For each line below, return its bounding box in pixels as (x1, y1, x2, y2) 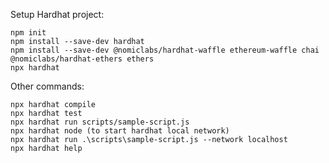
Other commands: (10, 80, 85, 92)
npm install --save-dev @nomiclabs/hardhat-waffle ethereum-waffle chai (10, 45, 320, 55)
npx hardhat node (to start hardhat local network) (10, 126, 230, 136)
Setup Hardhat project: (10, 9, 105, 20)
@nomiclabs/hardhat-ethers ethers (10, 54, 155, 64)
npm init (10, 28, 47, 38)
